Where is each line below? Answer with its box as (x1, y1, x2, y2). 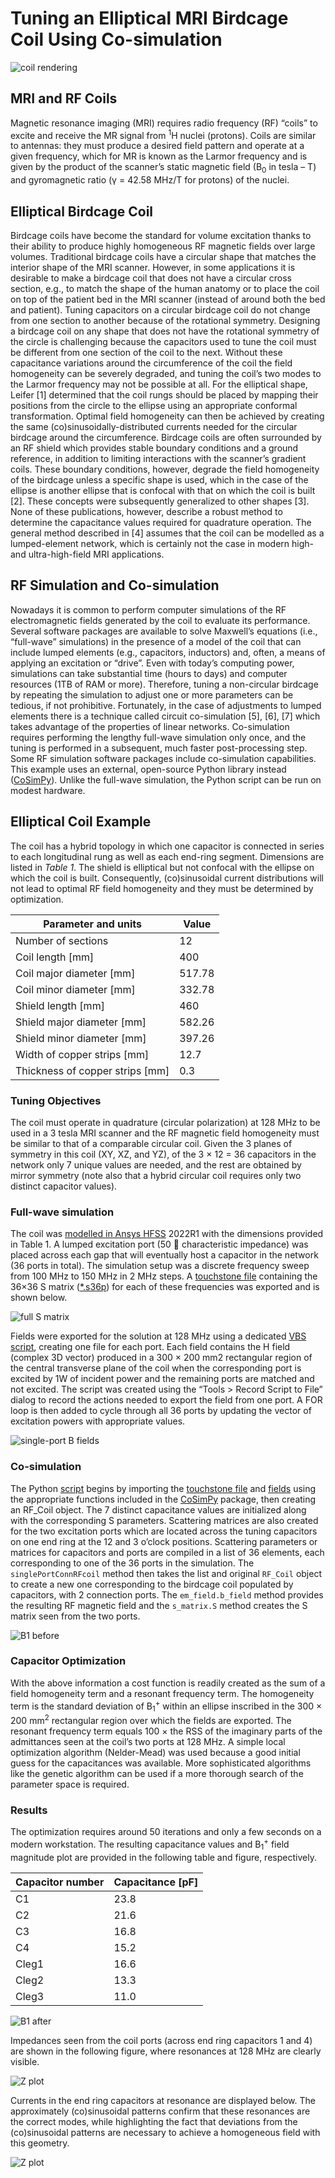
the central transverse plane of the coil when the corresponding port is (10, 1362, 302, 1374)
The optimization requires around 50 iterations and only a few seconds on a (10, 1826, 322, 1838)
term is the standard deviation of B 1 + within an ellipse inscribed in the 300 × (10, 1698, 323, 1714)
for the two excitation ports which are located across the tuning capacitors (10, 1525, 318, 1537)
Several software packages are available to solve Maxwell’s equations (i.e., (10, 625, 318, 637)
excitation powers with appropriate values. (10, 1415, 186, 1427)
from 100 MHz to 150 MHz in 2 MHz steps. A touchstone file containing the (10, 1270, 318, 1282)
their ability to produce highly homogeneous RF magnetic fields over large (10, 240, 316, 252)
